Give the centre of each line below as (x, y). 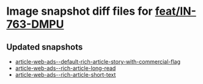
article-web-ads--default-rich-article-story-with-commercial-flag (98, 62)
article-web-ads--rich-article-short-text (65, 74)
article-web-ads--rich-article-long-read (65, 68)
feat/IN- (176, 11)
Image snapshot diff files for (79, 11)
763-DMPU (35, 24)
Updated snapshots (45, 47)
